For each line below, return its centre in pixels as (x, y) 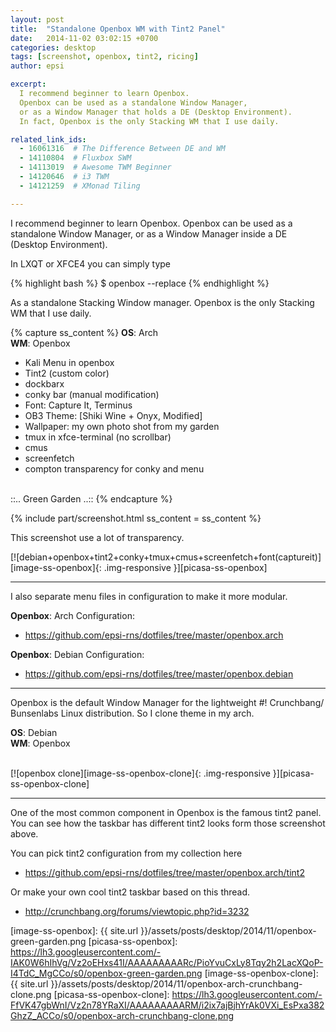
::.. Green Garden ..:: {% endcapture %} (91, 498)
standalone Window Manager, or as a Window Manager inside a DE (149, 233)
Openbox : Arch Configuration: (72, 615)
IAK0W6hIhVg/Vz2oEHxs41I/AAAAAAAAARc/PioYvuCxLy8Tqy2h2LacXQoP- (167, 962)
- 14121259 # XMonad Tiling (80, 186)
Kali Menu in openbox (69, 362)
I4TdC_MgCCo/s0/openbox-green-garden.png (106, 973)
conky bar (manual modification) (92, 394)
